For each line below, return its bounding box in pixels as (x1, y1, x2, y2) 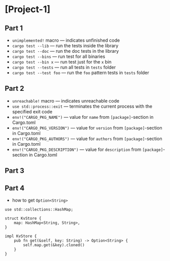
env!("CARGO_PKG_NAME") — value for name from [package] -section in (12, 114, 154, 120)
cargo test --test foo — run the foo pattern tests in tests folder (12, 70, 150, 76)
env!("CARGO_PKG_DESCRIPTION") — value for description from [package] (12, 146, 163, 152)
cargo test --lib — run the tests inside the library (12, 43, 119, 49)
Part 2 (5, 84, 24, 93)
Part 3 (5, 167, 24, 175)
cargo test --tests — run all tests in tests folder (12, 64, 116, 70)
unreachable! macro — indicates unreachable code (12, 97, 120, 104)
